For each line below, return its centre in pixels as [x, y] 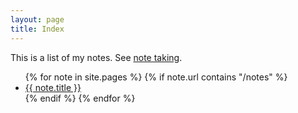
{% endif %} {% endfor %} [80, 98]
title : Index [37, 29]
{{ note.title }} [53, 87]
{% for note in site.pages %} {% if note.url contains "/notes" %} [156, 77]
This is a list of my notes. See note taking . [96, 57]
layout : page [37, 19]
